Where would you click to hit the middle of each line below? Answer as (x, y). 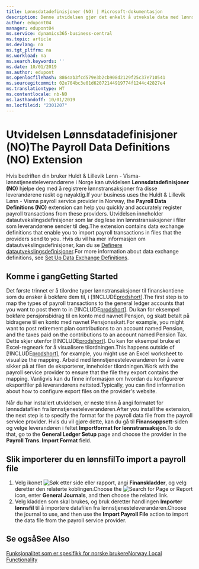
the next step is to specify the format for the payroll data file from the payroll (99, 416)
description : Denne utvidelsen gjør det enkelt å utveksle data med (92, 17)
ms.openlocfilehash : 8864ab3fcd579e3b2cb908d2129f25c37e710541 (86, 78)
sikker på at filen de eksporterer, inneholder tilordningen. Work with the (92, 366)
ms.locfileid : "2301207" (37, 105)
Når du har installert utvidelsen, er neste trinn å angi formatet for (85, 403)
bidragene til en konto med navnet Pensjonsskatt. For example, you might (95, 322)
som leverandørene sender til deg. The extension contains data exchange (95, 226)
